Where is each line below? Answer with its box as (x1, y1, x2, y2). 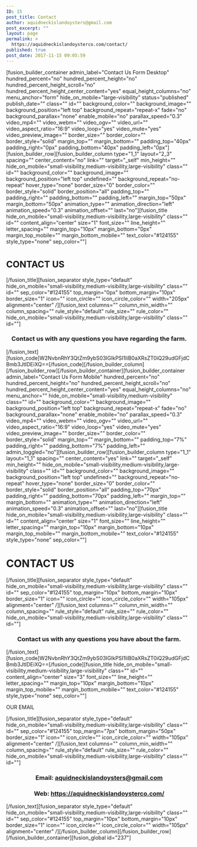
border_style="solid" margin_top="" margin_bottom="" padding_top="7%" (6, 436, 187, 443)
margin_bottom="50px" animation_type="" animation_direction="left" (6, 200, 175, 207)
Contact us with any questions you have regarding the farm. (11, 334, 187, 343)
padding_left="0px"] (120, 144, 170, 151)
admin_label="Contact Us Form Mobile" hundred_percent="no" (6, 373, 160, 380)
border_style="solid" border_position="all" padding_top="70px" (6, 486, 162, 493)
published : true (6, 47, 46, 53)
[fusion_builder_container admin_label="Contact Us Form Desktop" (6, 68, 169, 75)
